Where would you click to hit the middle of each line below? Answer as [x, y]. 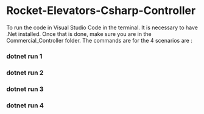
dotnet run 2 [25, 73]
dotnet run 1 [24, 56]
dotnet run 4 [25, 105]
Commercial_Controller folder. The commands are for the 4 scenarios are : [100, 40]
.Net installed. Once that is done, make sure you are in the [79, 34]
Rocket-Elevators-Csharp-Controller [101, 11]
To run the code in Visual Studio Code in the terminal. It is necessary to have [102, 27]
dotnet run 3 [25, 89]
